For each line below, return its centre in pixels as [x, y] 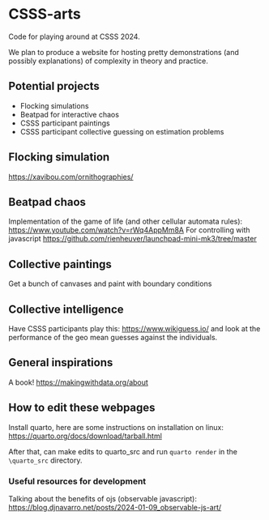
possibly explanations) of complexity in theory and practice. [108, 61]
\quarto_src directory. [45, 460]
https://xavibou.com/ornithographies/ [71, 177]
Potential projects [54, 86]
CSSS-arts [45, 14]
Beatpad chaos [47, 202]
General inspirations [61, 362]
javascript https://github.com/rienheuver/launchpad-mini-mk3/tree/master [132, 239]
